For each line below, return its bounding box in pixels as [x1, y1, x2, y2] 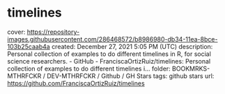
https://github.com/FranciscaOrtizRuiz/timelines [7, 79, 145, 87]
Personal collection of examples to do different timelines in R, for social [7, 50, 211, 58]
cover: [7, 28, 26, 36]
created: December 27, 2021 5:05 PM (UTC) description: [51, 42, 213, 50]
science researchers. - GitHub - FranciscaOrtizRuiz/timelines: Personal [7, 57, 211, 65]
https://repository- [26, 28, 80, 36]
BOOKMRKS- [171, 64, 210, 73]
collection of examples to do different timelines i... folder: [7, 64, 171, 73]
